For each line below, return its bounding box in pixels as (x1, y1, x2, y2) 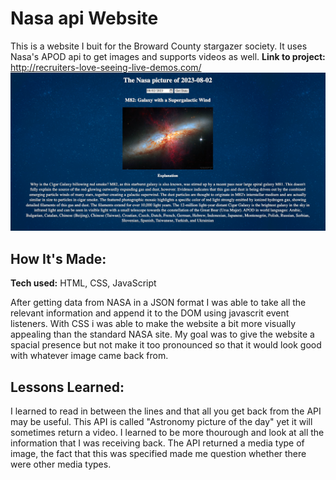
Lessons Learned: (10, 378, 125, 396)
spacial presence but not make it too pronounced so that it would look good (10, 339, 322, 351)
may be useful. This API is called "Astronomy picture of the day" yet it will (10, 416, 313, 428)
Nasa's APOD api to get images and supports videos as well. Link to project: (10, 50, 326, 62)
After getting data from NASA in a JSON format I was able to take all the (10, 297, 307, 309)
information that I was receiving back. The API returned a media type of (10, 437, 305, 449)
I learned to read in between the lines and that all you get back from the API (10, 405, 322, 417)
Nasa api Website (10, 7, 159, 30)
